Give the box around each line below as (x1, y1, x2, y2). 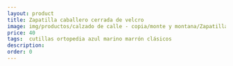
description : (7, 42, 45, 49)
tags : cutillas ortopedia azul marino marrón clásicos (7, 36, 172, 43)
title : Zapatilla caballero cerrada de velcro (7, 16, 144, 23)
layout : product (7, 10, 54, 17)
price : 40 (7, 29, 36, 36)
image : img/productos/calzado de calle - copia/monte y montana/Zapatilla (7, 23, 228, 30)
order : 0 (7, 49, 33, 56)
